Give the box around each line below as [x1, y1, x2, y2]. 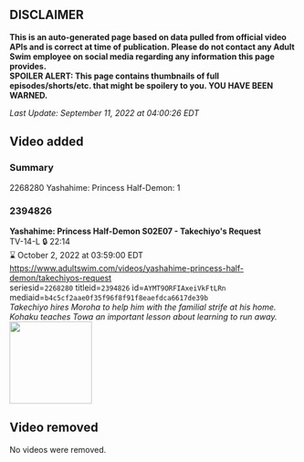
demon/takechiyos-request [9, 272, 112, 283]
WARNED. [9, 89, 48, 100]
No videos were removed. [9, 444, 107, 455]
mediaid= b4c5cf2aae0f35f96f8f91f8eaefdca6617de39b [9, 291, 208, 302]
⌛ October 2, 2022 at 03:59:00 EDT [9, 249, 144, 260]
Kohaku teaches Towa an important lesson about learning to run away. [9, 310, 278, 322]
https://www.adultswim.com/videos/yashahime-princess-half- [9, 262, 245, 273]
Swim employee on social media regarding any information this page [9, 50, 276, 62]
